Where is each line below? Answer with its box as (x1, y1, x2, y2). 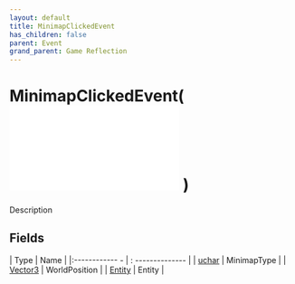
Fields (9, 231, 45, 246)
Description (9, 204, 52, 215)
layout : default (9, 13, 71, 23)
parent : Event (9, 38, 63, 48)
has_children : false (9, 30, 88, 39)
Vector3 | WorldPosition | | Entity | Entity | (9, 264, 165, 275)
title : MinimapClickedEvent (9, 22, 116, 31)
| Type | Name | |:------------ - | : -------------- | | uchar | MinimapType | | (9, 254, 287, 265)
